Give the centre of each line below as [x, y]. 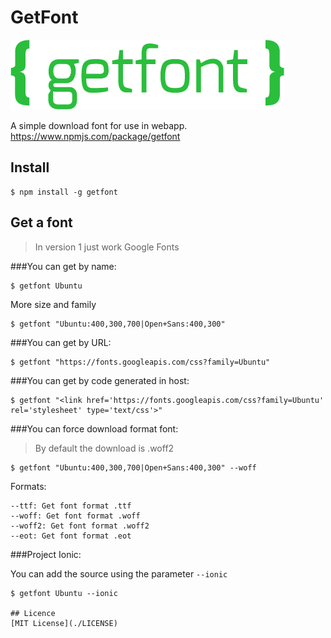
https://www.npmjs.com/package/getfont [95, 136]
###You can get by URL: [61, 342]
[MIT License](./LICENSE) [64, 623]
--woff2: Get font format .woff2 [80, 526]
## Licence [33, 613]
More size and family [53, 304]
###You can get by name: [63, 266]
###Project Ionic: [46, 554]
